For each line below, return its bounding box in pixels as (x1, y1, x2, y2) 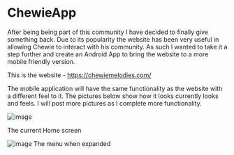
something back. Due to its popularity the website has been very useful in (7, 35, 219, 43)
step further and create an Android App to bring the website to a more (7, 50, 209, 58)
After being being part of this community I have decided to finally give (7, 28, 208, 36)
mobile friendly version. (7, 57, 75, 65)
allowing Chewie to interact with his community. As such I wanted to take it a (7, 42, 228, 51)
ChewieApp (7, 5, 77, 21)
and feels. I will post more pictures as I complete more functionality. (7, 99, 202, 107)
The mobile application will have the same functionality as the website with (7, 84, 223, 92)
